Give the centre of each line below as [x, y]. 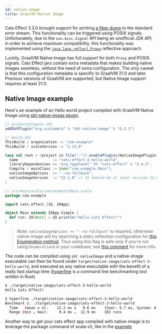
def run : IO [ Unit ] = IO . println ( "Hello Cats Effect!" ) [66, 218]
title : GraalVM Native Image [34, 14]
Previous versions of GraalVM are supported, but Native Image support [75, 78]
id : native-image [22, 9]
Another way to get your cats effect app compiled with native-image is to [78, 321]
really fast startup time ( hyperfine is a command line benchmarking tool [76, 272]
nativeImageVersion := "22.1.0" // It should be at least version [79, 178]
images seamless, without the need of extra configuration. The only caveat [79, 68]
